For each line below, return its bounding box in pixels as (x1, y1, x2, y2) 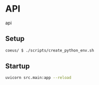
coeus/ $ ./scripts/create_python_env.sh (5, 48, 94, 53)
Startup (5, 62, 30, 71)
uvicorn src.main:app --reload (5, 75, 72, 80)
